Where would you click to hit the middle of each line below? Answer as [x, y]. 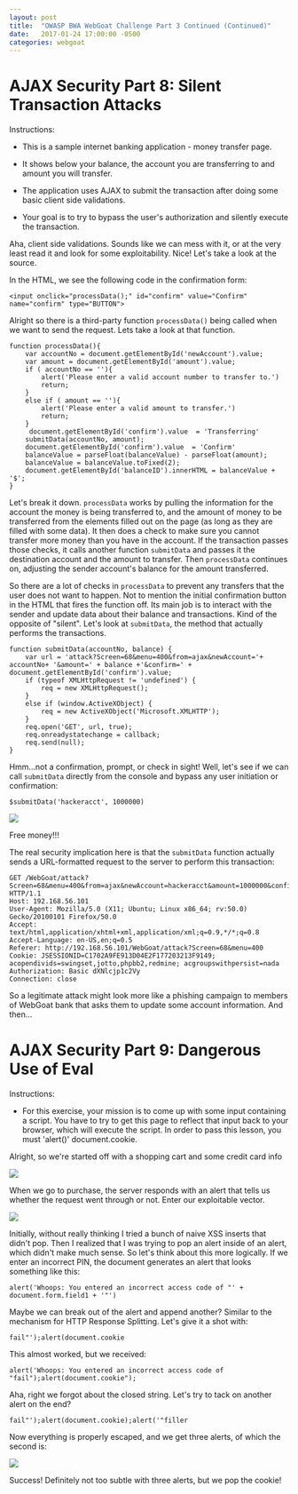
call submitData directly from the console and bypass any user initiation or [144, 776]
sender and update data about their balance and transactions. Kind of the [143, 615]
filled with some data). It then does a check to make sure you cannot [134, 531]
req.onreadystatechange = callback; [93, 735]
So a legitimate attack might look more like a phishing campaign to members [149, 996]
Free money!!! [34, 835]
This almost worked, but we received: [78, 1355]
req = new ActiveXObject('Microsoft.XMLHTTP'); [130, 711]
